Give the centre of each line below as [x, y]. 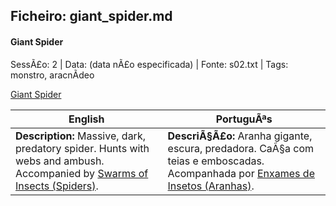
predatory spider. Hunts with [82, 148]
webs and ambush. [60, 161]
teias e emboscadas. [216, 161]
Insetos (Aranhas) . [211, 186]
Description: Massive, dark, [80, 136]
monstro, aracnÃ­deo [52, 75]
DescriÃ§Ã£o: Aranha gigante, [240, 136]
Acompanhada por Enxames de [241, 173]
